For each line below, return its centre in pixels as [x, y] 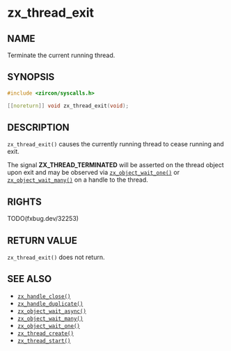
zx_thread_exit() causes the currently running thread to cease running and [115, 144]
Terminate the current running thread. [61, 55]
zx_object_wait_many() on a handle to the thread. [78, 180]
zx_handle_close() [44, 296]
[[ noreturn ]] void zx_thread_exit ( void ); [68, 106]
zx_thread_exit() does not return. [56, 257]
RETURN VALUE [42, 241]
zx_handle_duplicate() [50, 304]
